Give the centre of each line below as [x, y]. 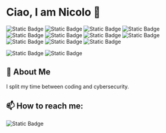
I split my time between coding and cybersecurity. [68, 86]
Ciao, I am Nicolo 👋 [53, 12]
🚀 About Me [28, 72]
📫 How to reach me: [45, 106]
